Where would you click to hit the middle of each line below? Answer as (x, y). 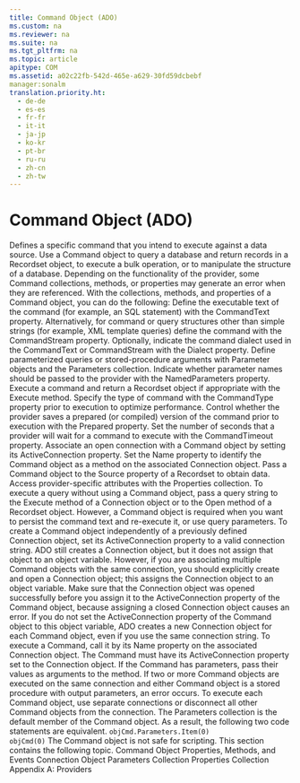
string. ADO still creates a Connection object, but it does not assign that (141, 550)
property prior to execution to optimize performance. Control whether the (145, 407)
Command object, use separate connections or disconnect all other (133, 703)
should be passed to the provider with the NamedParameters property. (140, 378)
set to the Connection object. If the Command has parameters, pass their (144, 665)
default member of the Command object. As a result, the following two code (149, 722)
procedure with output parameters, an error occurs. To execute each (136, 693)
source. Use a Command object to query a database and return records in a (149, 255)
